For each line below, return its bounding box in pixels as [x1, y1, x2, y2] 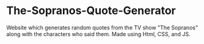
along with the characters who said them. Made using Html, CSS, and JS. [6, 30, 191, 37]
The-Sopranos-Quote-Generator [6, 4, 176, 18]
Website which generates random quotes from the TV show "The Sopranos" [6, 24, 199, 31]
